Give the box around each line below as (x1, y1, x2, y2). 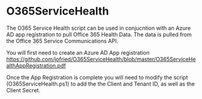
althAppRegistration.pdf (6, 62, 66, 69)
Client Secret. (6, 86, 41, 94)
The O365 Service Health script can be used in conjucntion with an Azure (6, 24, 191, 32)
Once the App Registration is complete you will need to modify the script (6, 73, 188, 81)
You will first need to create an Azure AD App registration (6, 49, 150, 56)
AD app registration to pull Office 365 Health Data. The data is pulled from (6, 30, 192, 38)
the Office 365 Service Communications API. (6, 37, 119, 44)
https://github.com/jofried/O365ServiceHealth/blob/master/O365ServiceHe (6, 55, 196, 63)
